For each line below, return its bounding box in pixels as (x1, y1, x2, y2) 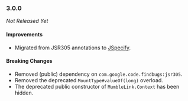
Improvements (6, 31, 43, 38)
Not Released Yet (6, 18, 48, 25)
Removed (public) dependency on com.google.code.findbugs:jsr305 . (14, 70, 183, 78)
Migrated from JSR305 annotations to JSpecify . (14, 44, 131, 51)
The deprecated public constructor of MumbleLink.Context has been (14, 83, 180, 90)
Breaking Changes (6, 58, 53, 65)
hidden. (14, 89, 34, 96)
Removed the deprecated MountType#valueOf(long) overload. (14, 76, 164, 83)
